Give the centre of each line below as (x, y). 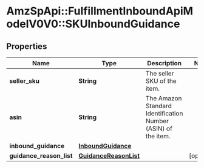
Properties (27, 46)
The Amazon (164, 98)
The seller (160, 73)
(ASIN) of (159, 128)
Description (165, 63)
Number (157, 121)
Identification (164, 113)
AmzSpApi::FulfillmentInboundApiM (100, 11)
